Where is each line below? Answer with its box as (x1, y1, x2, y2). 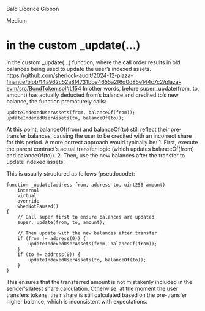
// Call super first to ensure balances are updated (17, 214, 155, 220)
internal (17, 187, 40, 193)
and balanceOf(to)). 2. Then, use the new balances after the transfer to (6, 151, 185, 159)
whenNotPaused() (17, 203, 59, 209)
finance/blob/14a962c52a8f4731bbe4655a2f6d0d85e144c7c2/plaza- (6, 78, 182, 85)
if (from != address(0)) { (17, 235, 86, 241)
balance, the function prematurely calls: (6, 97, 106, 105)
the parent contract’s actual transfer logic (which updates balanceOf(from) (6, 145, 195, 152)
